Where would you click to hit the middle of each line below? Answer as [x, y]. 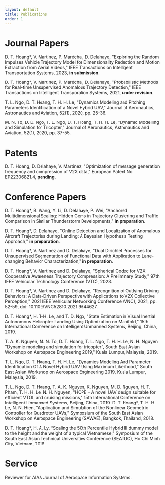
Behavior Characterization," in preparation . [69, 261]
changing [15, 261]
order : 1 [14, 19]
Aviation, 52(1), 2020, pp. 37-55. [38, 133]
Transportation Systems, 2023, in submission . [52, 73]
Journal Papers [37, 43]
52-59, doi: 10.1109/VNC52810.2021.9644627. [51, 307]
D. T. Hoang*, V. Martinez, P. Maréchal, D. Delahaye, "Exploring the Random [82, 57]
